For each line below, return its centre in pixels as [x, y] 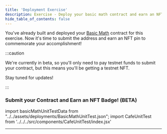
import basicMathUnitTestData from [42, 111]
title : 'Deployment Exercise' [37, 10]
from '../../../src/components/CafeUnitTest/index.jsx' [58, 122]
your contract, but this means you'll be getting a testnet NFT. [68, 68]
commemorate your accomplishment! [43, 44]
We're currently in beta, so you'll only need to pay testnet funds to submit [80, 63]
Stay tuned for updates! [29, 78]
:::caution [15, 53]
